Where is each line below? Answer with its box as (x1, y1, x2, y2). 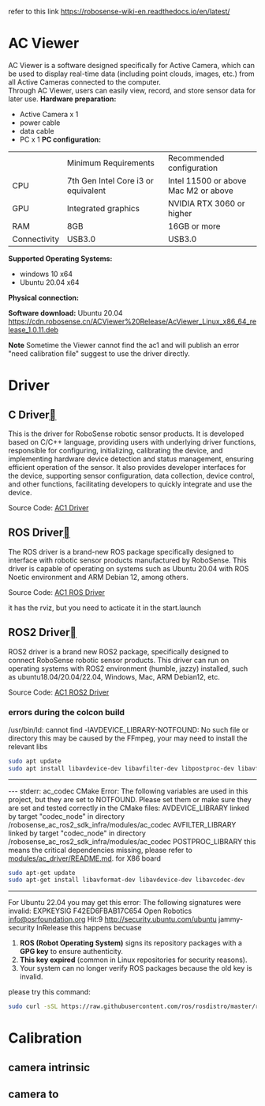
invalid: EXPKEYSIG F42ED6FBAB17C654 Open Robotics (8, 906, 192, 916)
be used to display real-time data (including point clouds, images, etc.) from (8, 69, 255, 78)
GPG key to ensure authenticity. (19, 947, 124, 956)
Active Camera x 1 (19, 109, 79, 119)
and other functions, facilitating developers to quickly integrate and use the (8, 479, 252, 489)
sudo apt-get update (8, 869, 77, 877)
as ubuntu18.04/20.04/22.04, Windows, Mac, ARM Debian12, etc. (8, 672, 221, 681)
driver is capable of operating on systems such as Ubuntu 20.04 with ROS (8, 563, 249, 573)
